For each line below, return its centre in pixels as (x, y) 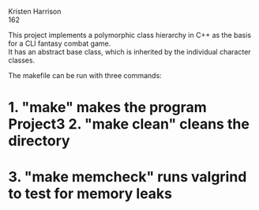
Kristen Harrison (35, 11)
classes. (22, 60)
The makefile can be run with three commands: (85, 75)
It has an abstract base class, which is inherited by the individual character (129, 52)
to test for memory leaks (90, 194)
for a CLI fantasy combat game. (60, 43)
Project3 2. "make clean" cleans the (129, 124)
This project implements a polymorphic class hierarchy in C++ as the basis (129, 35)
